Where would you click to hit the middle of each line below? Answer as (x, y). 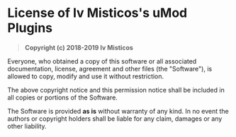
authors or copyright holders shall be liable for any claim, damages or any (115, 119)
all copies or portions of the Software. (63, 97)
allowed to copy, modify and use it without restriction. (86, 76)
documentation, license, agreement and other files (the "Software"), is (110, 68)
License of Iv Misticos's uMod (97, 13)
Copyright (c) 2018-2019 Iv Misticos (79, 47)
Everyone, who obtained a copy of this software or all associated (102, 61)
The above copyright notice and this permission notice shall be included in (116, 90)
